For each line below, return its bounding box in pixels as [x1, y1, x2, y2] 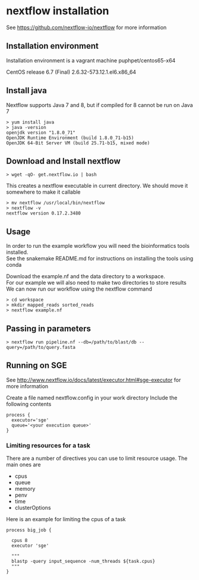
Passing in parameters [6, 323, 91, 333]
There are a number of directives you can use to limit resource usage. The [6, 455, 188, 462]
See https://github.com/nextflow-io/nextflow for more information [6, 24, 167, 31]
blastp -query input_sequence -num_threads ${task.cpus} [11, 559, 156, 565]
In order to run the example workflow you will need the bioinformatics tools [6, 242, 190, 250]
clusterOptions [14, 504, 52, 512]
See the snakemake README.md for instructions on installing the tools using [6, 255, 194, 262]
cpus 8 [11, 538, 28, 544]
